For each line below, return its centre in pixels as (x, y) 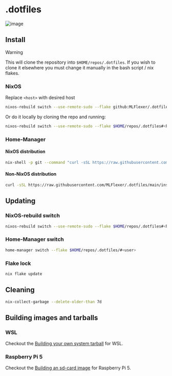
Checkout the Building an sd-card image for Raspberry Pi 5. (68, 368)
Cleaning (20, 290)
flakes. (12, 73)
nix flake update (24, 274)
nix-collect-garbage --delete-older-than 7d (53, 302)
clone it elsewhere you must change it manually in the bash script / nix (80, 67)
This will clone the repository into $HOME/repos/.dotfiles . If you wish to (80, 62)
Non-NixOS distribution (31, 174)
